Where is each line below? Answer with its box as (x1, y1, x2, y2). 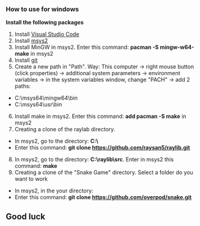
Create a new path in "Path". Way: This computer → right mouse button (14, 63, 194, 70)
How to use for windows (6, 5, 79, 13)
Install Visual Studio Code (14, 31, 80, 38)
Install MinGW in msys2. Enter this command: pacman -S (14, 43, 159, 51)
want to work (14, 175, 48, 183)
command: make (14, 162, 57, 170)
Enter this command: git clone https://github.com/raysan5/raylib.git (14, 144, 190, 151)
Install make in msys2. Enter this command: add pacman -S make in (14, 112, 187, 120)
